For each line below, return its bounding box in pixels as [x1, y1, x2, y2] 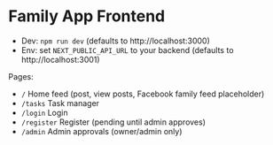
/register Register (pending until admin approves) [20, 117, 206, 127]
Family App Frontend [8, 6, 166, 27]
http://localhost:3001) [20, 54, 100, 65]
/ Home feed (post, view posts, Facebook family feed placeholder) [20, 88, 265, 99]
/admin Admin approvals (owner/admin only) [20, 126, 183, 136]
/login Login [20, 107, 68, 118]
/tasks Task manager [20, 97, 99, 108]
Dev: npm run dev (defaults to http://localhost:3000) [20, 35, 210, 46]
